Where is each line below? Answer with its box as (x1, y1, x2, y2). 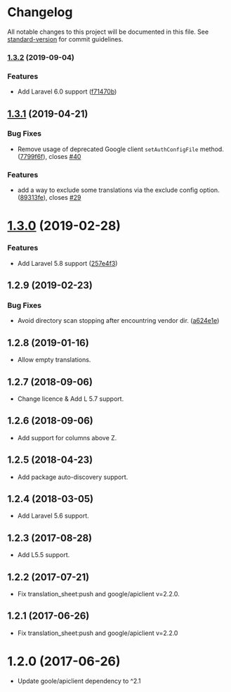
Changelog (7, 4, 73, 20)
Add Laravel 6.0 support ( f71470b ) (17, 87, 117, 96)
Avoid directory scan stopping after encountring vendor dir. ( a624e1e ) (17, 316, 220, 325)
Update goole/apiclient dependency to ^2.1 (17, 677, 141, 685)
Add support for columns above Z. (17, 433, 117, 442)
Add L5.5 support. (17, 551, 70, 559)
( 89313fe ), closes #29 (17, 193, 81, 202)
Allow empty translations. (17, 356, 91, 364)
